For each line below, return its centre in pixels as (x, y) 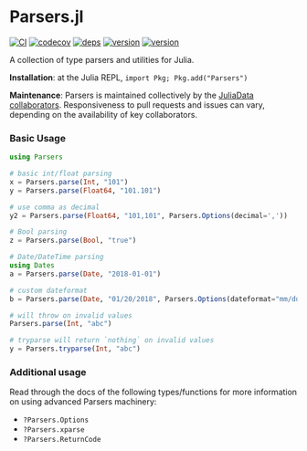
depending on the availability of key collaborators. (104, 114)
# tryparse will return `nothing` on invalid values (112, 341)
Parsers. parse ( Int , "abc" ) (61, 324)
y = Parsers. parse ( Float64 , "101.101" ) (85, 190)
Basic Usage (38, 138)
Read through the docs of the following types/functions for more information (153, 392)
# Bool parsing (38, 232)
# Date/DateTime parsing (57, 257)
